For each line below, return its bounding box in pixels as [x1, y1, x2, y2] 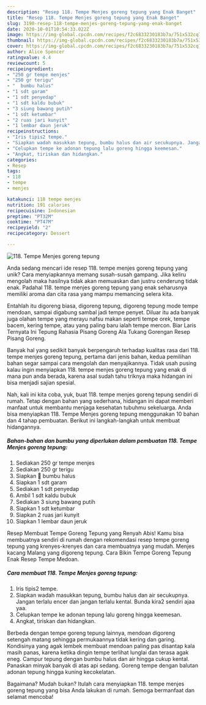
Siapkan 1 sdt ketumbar [15, 504, 75, 512]
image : [7, 32, 24, 38]
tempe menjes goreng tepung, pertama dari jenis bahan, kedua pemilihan [7, 353, 191, 360]
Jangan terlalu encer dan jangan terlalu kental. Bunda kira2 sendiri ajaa [15, 597, 195, 605]
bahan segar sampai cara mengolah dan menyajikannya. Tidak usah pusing [7, 359, 197, 367]
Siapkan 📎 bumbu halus [15, 472, 76, 479]
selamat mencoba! [7, 693, 54, 700]
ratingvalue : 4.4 [7, 54, 51, 61]
